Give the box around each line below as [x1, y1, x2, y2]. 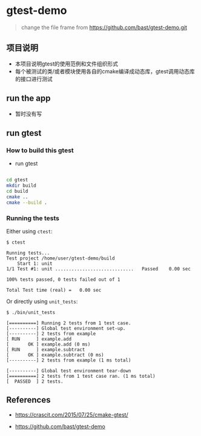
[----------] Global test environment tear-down [6, 367, 131, 374]
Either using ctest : [6, 227, 53, 235]
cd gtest [6, 177, 28, 183]
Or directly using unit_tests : [6, 298, 78, 305]
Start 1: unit [17, 260, 53, 267]
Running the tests [6, 213, 59, 222]
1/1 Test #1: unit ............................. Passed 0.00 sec [6, 266, 191, 272]
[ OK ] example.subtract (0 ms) [6, 352, 104, 358]
